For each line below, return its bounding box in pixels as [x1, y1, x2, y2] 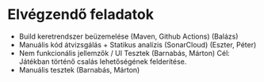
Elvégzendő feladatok [7, 6, 154, 24]
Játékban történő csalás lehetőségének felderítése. [18, 57, 187, 66]
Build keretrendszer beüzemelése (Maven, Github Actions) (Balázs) [18, 32, 239, 41]
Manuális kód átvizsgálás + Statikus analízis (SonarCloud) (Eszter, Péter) [18, 39, 257, 49]
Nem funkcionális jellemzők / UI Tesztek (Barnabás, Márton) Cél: [18, 48, 231, 58]
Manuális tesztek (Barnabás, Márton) [18, 65, 140, 74]
